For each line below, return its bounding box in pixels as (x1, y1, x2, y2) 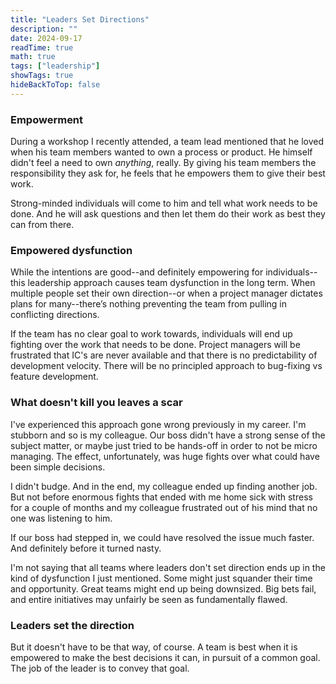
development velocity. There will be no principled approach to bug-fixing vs (10, 360, 323, 372)
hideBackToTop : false (10, 80, 101, 90)
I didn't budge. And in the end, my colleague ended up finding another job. (10, 480, 318, 492)
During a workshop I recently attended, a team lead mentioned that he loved (10, 136, 325, 148)
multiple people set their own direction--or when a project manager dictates (10, 287, 323, 300)
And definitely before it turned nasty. (10, 542, 162, 554)
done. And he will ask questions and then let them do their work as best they (10, 208, 326, 220)
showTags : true (10, 71, 74, 81)
